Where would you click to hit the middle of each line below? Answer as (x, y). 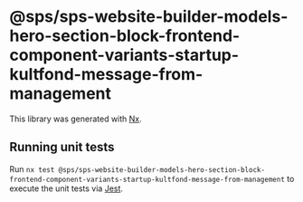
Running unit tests (62, 147)
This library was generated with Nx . (76, 119)
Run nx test (32, 168)
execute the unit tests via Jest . (66, 188)
